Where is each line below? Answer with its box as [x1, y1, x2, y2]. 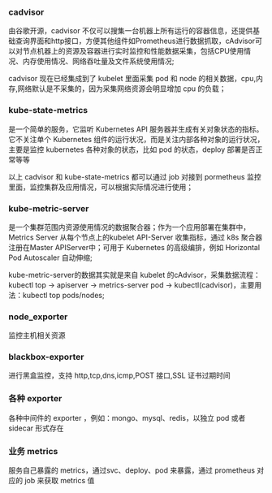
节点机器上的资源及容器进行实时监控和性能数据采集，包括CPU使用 [22, 46, 244, 56]
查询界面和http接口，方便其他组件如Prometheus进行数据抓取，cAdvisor [15, 36, 256, 46]
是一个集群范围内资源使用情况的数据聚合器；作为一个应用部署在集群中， [8, 222, 250, 231]
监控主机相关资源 [8, 331, 66, 340]
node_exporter [8, 311, 68, 322]
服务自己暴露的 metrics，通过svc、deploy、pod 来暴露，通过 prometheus [8, 465, 256, 475]
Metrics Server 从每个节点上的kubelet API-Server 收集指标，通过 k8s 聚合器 [8, 232, 262, 242]
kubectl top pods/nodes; [22, 290, 105, 300]
